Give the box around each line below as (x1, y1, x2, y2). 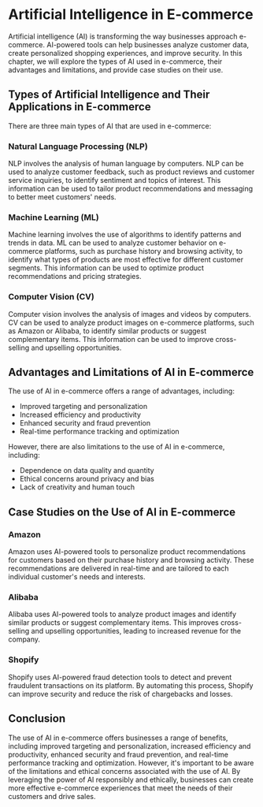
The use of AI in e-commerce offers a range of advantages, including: (8, 386, 235, 396)
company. (8, 634, 41, 644)
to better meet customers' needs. (8, 192, 117, 202)
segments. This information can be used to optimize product (8, 263, 205, 273)
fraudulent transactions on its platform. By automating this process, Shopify (8, 680, 254, 690)
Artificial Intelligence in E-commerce (8, 6, 254, 24)
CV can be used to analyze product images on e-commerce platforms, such (8, 318, 254, 327)
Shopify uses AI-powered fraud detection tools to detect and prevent (8, 672, 232, 682)
